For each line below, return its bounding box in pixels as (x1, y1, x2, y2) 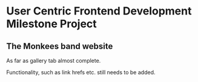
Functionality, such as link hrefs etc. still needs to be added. (6, 69, 156, 76)
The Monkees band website (6, 41, 113, 51)
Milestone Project (6, 17, 97, 31)
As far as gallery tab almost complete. (6, 57, 101, 64)
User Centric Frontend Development (6, 4, 192, 18)
